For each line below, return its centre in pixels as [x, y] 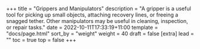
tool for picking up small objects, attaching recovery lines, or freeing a [92, 15]
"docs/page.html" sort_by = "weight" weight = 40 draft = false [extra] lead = [100, 34]
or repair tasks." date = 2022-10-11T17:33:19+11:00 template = [82, 27]
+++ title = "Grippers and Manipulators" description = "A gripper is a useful [99, 9]
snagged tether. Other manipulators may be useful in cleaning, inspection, [97, 21]
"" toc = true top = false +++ [41, 40]
